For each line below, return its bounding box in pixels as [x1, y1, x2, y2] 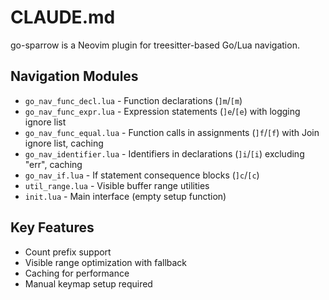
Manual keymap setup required [24, 277, 153, 290]
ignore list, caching [24, 137, 104, 149]
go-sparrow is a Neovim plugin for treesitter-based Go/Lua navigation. [10, 39, 300, 51]
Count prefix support [24, 246, 112, 258]
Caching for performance [24, 267, 130, 279]
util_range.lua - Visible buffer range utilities [24, 179, 210, 191]
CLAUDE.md [10, 6, 116, 29]
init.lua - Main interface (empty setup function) [24, 190, 227, 202]
